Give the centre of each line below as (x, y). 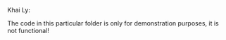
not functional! (28, 31)
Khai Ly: (19, 10)
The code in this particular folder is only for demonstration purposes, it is (113, 23)
